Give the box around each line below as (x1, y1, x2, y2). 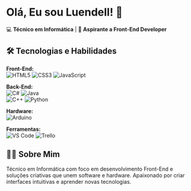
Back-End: (6, 83, 33, 90)
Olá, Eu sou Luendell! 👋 (6, 5, 123, 19)
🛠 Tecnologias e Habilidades (6, 46, 117, 56)
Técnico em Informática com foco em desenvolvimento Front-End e (6, 165, 173, 172)
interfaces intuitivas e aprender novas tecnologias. (6, 178, 132, 185)
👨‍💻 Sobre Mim (6, 150, 60, 160)
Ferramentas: (6, 126, 41, 133)
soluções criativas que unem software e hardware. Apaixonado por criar (6, 171, 185, 179)
